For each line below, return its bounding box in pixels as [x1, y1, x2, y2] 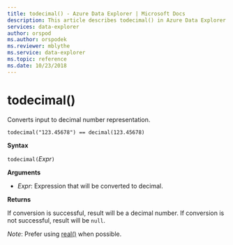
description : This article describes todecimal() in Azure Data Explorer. [7, 17, 230, 24]
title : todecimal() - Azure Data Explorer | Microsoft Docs [7, 10, 186, 17]
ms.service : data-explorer [7, 50, 86, 57]
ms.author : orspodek [7, 36, 68, 43]
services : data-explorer [7, 23, 80, 30]
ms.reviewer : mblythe [7, 43, 70, 50]
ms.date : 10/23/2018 [7, 62, 68, 69]
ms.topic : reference [7, 56, 68, 63]
